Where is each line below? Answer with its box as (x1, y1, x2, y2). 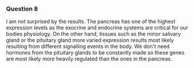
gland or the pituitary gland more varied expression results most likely (6, 37, 174, 44)
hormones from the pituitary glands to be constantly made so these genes (6, 49, 185, 56)
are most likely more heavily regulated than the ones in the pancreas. (6, 55, 172, 63)
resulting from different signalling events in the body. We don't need (6, 43, 170, 50)
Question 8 (6, 5, 38, 13)
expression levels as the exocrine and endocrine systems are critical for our (6, 24, 189, 31)
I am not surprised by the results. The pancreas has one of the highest (6, 18, 176, 25)
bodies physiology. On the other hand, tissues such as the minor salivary (6, 30, 181, 38)
